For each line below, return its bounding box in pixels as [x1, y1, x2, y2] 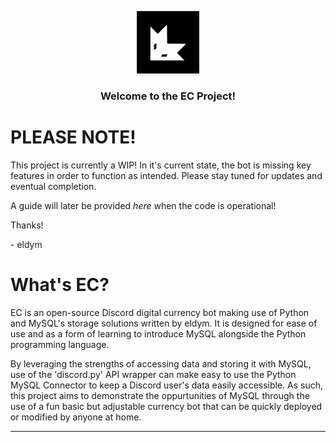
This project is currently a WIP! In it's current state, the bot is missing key [10, 159, 312, 171]
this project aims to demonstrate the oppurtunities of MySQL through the [10, 389, 310, 401]
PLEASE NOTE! [10, 126, 137, 149]
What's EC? [10, 274, 110, 296]
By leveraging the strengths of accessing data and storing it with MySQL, [10, 357, 312, 370]
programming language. [10, 338, 110, 350]
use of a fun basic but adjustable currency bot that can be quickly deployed [10, 400, 323, 412]
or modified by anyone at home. [10, 411, 142, 423]
